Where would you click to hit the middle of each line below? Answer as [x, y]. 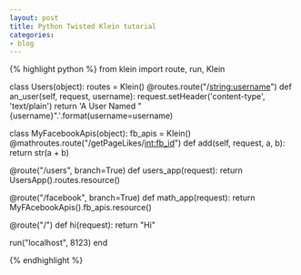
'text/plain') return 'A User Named [73, 107]
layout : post [34, 18]
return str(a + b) [40, 153]
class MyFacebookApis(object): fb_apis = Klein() [100, 134]
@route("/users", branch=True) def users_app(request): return [126, 170]
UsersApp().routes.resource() [65, 180]
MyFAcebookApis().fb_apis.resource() [80, 208]
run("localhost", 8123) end [59, 243]
